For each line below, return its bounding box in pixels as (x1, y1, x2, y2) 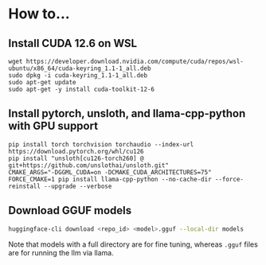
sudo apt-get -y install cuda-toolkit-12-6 (8, 85, 155, 93)
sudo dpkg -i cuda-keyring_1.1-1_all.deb (8, 72, 148, 80)
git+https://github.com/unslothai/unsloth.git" (8, 161, 170, 170)
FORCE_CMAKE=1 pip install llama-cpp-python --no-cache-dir (8, 175, 213, 183)
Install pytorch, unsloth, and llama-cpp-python (8, 107, 246, 120)
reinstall (8, 182, 41, 190)
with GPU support (8, 119, 98, 133)
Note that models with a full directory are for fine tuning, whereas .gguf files (8, 240, 259, 249)
